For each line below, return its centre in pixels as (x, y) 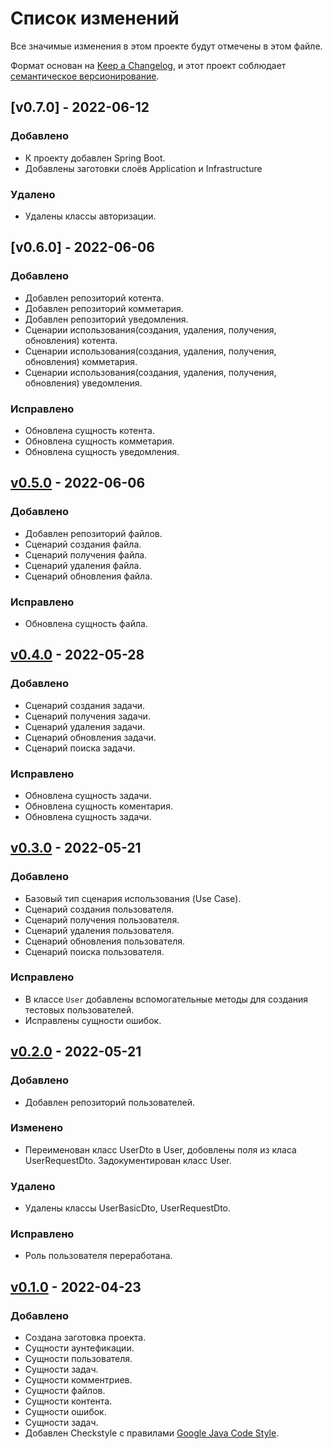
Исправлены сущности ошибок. (93, 1020)
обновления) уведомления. (83, 383)
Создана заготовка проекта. (85, 1338)
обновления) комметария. (81, 361)
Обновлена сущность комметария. (99, 441)
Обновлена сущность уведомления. (102, 451)
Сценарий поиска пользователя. (94, 951)
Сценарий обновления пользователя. (105, 941)
